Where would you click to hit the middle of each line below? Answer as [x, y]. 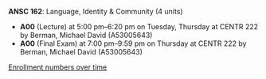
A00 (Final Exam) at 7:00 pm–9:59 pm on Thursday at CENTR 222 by [133, 43]
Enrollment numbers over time [58, 67]
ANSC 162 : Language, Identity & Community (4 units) [96, 11]
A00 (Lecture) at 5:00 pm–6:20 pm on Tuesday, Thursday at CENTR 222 [139, 26]
